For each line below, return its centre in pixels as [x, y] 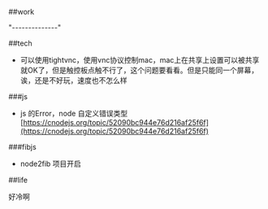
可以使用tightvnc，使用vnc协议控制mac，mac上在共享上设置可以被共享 [140, 60]
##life [18, 180]
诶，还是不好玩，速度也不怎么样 [73, 80]
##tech [20, 43]
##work [22, 12]
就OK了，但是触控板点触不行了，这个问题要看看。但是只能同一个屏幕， [139, 70]
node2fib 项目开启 [50, 163]
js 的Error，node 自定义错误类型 [74, 113]
